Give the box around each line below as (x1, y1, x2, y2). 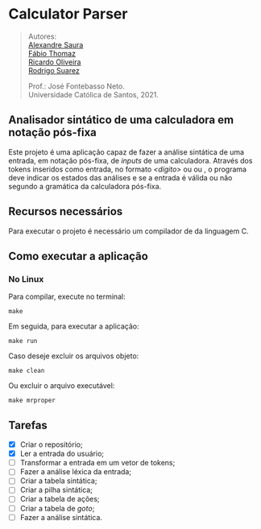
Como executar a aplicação (8, 249, 149, 262)
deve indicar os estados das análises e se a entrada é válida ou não (8, 172, 233, 182)
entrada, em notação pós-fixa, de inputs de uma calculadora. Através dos (8, 155, 253, 165)
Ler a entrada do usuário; (19, 448, 105, 459)
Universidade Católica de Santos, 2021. (27, 89, 159, 99)
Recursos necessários (8, 205, 123, 218)
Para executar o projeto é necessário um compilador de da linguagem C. (8, 226, 249, 236)
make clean (8, 367, 45, 375)
